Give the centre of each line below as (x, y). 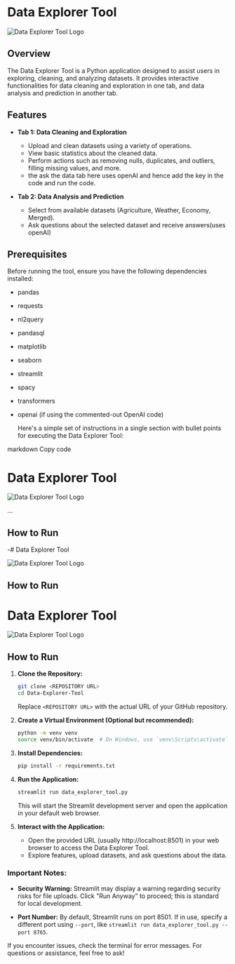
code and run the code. (62, 182)
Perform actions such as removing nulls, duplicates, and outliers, (121, 160)
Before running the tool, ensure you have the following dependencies (107, 272)
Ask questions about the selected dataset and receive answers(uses (127, 225)
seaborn (29, 360)
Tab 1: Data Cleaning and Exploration (72, 132)
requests (30, 306)
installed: (20, 279)
